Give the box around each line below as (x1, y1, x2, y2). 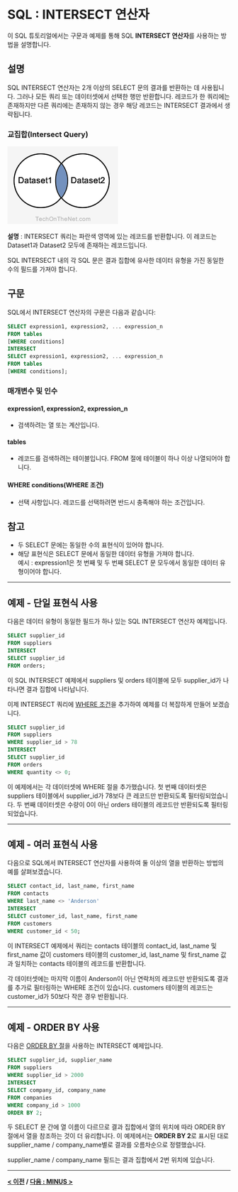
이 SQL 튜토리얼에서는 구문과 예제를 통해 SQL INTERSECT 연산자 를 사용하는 (7, 31, 220, 40)
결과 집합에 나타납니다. (25, 685, 89, 693)
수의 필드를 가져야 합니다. (7, 265, 78, 273)
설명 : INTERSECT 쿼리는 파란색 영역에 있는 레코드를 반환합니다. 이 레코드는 (7, 232, 217, 241)
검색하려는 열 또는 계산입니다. (17, 421, 100, 430)
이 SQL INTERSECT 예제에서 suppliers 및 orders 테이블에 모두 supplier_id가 (7, 676, 222, 684)
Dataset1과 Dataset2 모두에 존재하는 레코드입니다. (7, 241, 147, 249)
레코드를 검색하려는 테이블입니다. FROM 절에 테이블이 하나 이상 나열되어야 (17, 454, 223, 462)
